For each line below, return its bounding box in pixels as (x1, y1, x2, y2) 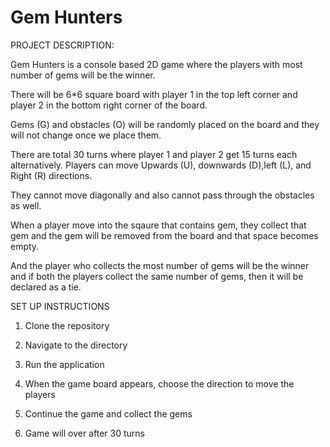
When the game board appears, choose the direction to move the (24, 377, 295, 390)
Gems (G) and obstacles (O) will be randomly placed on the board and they (10, 118, 320, 130)
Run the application (24, 358, 105, 370)
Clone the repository (24, 319, 110, 331)
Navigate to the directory (24, 339, 128, 351)
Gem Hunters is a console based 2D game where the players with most (10, 58, 303, 70)
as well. (10, 199, 42, 211)
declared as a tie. (10, 281, 82, 293)
